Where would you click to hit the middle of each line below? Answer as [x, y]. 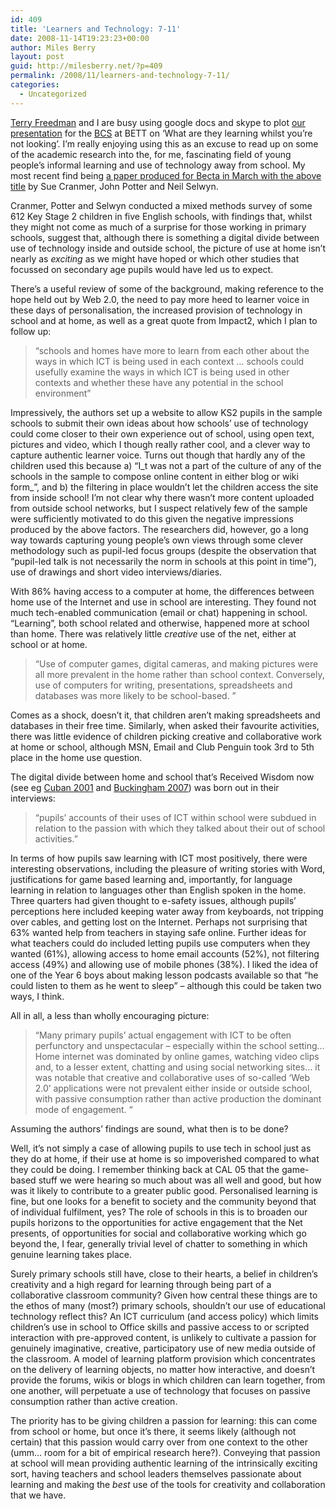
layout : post [37, 57]
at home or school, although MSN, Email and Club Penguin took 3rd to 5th [162, 747]
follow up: [31, 331]
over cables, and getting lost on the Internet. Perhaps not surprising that [159, 922]
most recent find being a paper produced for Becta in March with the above [166, 175]
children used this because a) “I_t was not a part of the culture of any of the [166, 465]
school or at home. [49, 644]
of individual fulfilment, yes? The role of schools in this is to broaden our [159, 1212]
